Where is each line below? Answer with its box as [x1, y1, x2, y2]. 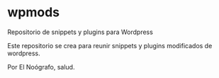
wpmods [7, 4, 60, 21]
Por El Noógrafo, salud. [7, 62, 75, 71]
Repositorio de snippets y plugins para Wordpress [7, 28, 154, 36]
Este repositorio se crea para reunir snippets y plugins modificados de [7, 41, 213, 50]
